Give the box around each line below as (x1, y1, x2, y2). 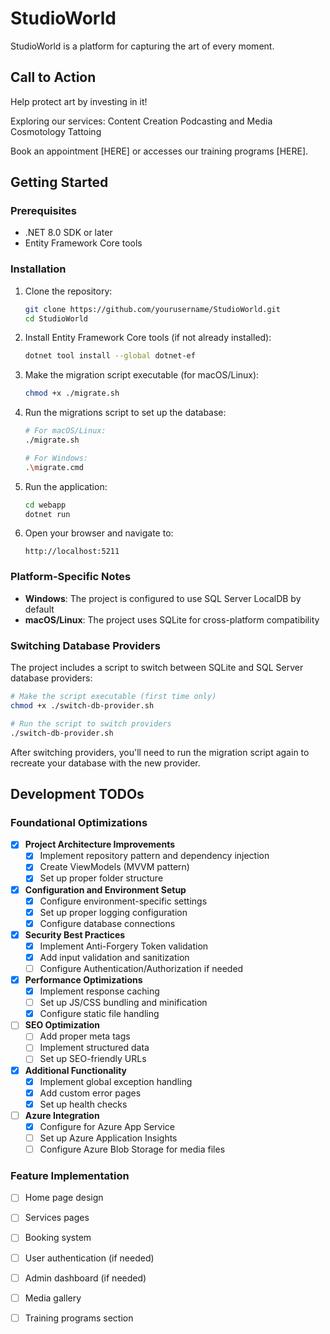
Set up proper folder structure (39, 872, 164, 884)
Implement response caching (39, 985, 160, 997)
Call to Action (10, 69, 97, 86)
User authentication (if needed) (24, 1252, 155, 1264)
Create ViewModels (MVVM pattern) (39, 861, 190, 873)
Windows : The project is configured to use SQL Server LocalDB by (24, 592, 302, 604)
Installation (10, 262, 67, 276)
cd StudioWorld (24, 313, 89, 324)
